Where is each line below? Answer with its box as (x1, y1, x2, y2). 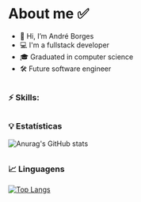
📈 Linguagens (8, 163, 65, 174)
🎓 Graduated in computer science (19, 52, 134, 62)
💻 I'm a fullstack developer (19, 40, 109, 50)
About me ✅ (8, 5, 90, 23)
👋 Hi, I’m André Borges (19, 31, 94, 40)
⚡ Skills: (8, 92, 40, 103)
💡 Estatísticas (8, 121, 63, 132)
